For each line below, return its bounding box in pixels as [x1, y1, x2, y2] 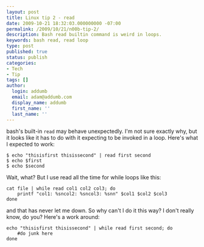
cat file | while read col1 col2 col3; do [6, 185, 116, 192]
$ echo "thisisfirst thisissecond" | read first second [6, 152, 151, 159]
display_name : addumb [12, 99, 67, 106]
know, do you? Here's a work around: [6, 213, 100, 221]
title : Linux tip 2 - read [6, 15, 75, 21]
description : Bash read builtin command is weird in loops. [6, 32, 163, 38]
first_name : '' [12, 105, 51, 112]
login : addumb [12, 88, 47, 95]
